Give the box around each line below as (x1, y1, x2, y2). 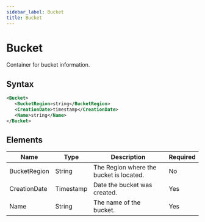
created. (93, 188, 118, 197)
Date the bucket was (93, 181, 153, 190)
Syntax (6, 79, 34, 89)
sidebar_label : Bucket (6, 9, 64, 15)
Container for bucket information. (6, 61, 90, 68)
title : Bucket (6, 15, 43, 21)
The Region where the (93, 163, 157, 172)
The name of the (93, 198, 141, 207)
